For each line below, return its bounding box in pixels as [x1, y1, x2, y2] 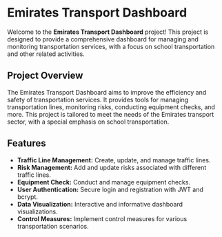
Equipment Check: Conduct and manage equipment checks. [17, 178, 191, 186]
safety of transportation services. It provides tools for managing [7, 95, 189, 104]
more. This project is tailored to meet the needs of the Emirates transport [7, 110, 214, 118]
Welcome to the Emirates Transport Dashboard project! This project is [7, 28, 209, 36]
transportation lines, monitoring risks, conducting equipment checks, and [7, 102, 216, 111]
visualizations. [17, 207, 59, 216]
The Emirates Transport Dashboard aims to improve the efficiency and [7, 88, 207, 96]
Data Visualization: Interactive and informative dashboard [17, 200, 183, 208]
